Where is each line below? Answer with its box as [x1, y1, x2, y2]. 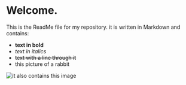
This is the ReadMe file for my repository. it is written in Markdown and [6, 23, 181, 31]
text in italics [14, 47, 47, 54]
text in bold [14, 41, 44, 48]
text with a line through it [14, 54, 77, 61]
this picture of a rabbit [14, 60, 70, 68]
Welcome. [6, 4, 58, 17]
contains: [6, 29, 29, 37]
